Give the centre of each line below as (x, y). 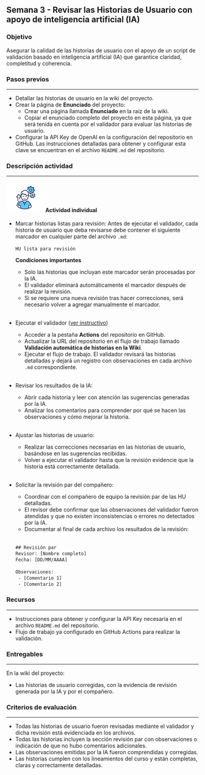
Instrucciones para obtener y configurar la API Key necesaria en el (99, 619)
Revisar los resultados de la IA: (54, 386)
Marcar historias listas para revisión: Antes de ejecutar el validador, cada (106, 224)
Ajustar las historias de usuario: (55, 435)
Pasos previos (28, 79)
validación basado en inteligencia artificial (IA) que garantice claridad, (94, 57)
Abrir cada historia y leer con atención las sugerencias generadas (107, 397)
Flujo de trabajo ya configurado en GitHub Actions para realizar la (98, 631)
